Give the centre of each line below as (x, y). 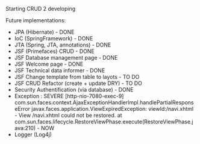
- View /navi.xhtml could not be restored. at (68, 115)
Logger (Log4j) (33, 134)
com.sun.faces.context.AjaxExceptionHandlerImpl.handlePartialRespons (104, 102)
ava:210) (25, 128)
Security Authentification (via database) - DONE (74, 89)
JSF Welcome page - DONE (49, 64)
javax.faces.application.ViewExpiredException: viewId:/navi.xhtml (113, 109)
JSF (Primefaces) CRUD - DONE (54, 51)
